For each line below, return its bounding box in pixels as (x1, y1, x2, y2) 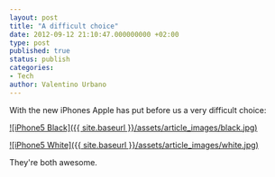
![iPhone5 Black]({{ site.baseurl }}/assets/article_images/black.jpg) (9, 122, 258, 133)
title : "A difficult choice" (9, 22, 119, 31)
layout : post (9, 13, 59, 22)
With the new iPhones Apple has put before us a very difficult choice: (9, 104, 267, 115)
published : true (9, 47, 70, 56)
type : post (9, 38, 50, 48)
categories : (9, 64, 54, 73)
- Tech (9, 72, 34, 81)
